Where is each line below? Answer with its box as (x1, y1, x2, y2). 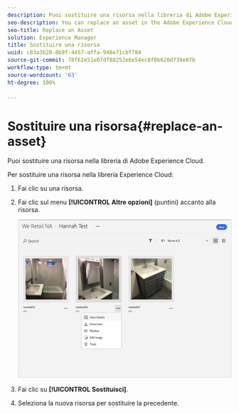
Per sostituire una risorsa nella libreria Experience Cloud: (7, 171, 174, 179)
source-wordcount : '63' (7, 71, 78, 78)
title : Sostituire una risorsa (7, 41, 100, 49)
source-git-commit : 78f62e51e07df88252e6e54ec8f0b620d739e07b (7, 57, 196, 64)
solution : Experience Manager (7, 34, 97, 41)
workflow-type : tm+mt (7, 64, 72, 71)
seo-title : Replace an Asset (7, 26, 94, 33)
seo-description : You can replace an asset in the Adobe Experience (7, 18, 215, 26)
